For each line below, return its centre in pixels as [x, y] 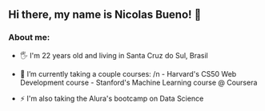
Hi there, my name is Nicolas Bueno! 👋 [105, 15]
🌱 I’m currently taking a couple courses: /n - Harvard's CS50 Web [128, 73]
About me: [29, 38]
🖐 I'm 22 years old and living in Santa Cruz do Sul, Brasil [114, 55]
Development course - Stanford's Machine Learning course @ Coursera [139, 82]
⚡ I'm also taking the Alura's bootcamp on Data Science [112, 98]
